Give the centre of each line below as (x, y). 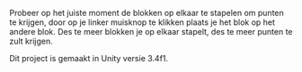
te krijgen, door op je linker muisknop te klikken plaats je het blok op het (142, 22)
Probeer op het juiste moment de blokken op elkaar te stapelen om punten (147, 13)
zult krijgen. (31, 41)
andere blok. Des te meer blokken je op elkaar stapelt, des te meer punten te (151, 32)
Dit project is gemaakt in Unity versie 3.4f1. (89, 58)
